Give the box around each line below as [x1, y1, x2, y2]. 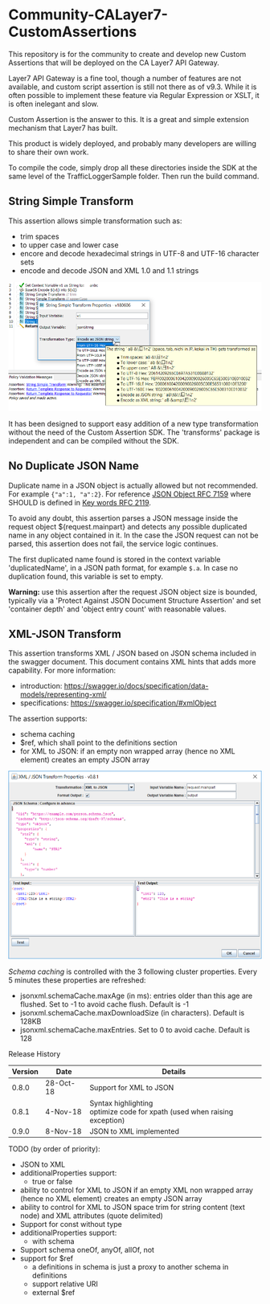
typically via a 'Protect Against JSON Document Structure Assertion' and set [8, 595, 261, 605]
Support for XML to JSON [89, 1082, 174, 1092]
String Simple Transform [8, 194, 134, 208]
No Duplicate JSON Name [8, 460, 139, 473]
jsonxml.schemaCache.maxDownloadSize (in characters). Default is [19, 1008, 245, 1017]
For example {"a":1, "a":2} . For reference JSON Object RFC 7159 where [8, 488, 252, 499]
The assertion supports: [8, 713, 88, 724]
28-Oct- [45, 1078, 76, 1088]
